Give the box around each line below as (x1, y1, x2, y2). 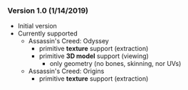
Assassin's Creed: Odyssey (28, 37, 109, 45)
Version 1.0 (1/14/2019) (7, 6, 89, 16)
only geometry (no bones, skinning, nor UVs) (49, 60, 182, 68)
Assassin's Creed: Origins (28, 67, 105, 76)
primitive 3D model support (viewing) (38, 52, 150, 60)
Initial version (17, 22, 57, 30)
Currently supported (17, 29, 78, 38)
